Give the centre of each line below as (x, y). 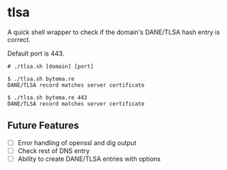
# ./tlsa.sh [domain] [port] (51, 66)
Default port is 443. (36, 53)
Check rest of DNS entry (54, 151)
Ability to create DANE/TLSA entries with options (89, 159)
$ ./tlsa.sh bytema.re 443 (47, 97)
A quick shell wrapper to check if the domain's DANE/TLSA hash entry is (114, 32)
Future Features (43, 126)
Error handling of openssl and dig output (77, 142)
